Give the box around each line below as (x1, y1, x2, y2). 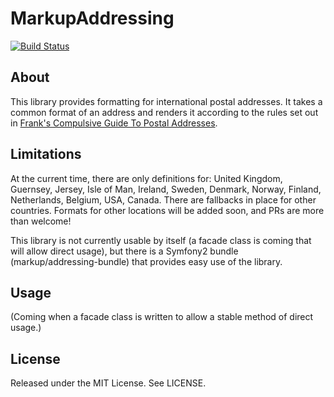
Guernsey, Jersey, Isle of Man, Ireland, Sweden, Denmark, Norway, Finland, (10, 183, 322, 195)
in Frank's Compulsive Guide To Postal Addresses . (10, 117, 218, 129)
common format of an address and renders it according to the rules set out (10, 106, 319, 118)
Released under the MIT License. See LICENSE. (10, 377, 207, 389)
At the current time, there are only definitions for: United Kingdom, (10, 172, 283, 184)
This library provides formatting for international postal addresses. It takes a (10, 95, 323, 107)
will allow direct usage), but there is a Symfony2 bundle (10, 245, 239, 257)
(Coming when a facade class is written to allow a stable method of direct (10, 311, 314, 323)
